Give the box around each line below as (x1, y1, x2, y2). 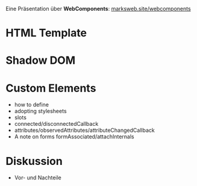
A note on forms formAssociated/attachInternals (14, 133, 134, 140)
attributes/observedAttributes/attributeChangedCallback (14, 126, 155, 134)
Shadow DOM (5, 54, 76, 67)
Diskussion (5, 154, 63, 168)
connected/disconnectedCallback (14, 120, 99, 128)
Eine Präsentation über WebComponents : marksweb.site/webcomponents (5, 5, 191, 12)
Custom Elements (5, 81, 96, 95)
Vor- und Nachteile (14, 174, 61, 181)
